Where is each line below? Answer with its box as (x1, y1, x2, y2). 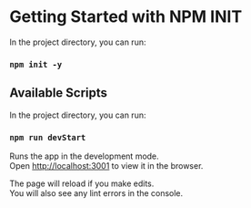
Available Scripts (9, 85, 107, 101)
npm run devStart (9, 132, 86, 142)
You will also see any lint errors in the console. (9, 187, 184, 198)
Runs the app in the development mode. (9, 151, 159, 161)
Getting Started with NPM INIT (9, 6, 243, 27)
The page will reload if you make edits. (9, 178, 155, 189)
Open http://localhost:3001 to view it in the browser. (9, 160, 204, 171)
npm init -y (9, 59, 63, 69)
